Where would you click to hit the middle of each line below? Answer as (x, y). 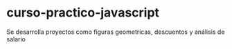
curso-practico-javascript (83, 13)
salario (16, 39)
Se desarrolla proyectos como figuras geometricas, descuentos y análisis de (116, 32)
